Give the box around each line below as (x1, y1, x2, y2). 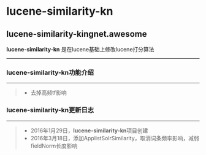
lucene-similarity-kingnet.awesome (6, 29, 147, 39)
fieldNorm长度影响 (30, 142, 78, 149)
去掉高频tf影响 (30, 89, 67, 96)
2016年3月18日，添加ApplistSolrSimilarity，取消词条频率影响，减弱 (30, 134, 199, 142)
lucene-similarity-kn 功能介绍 (6, 68, 94, 77)
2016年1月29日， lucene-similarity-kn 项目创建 (30, 127, 148, 134)
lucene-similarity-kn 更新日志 (6, 106, 94, 115)
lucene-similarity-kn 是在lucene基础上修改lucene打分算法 (6, 46, 154, 53)
